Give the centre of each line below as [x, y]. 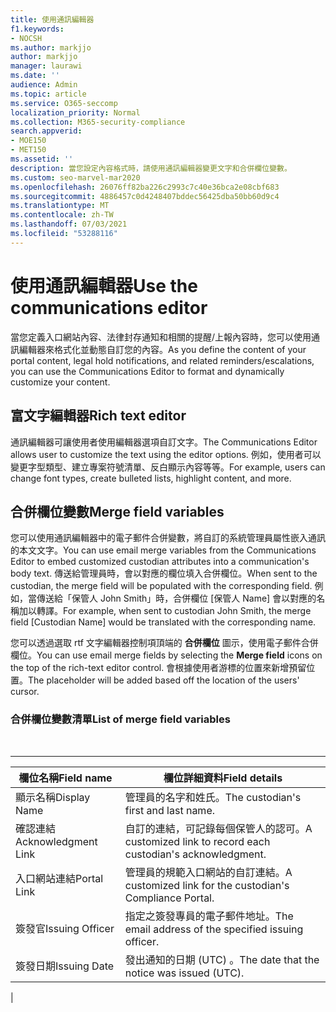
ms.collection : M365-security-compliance [98, 122]
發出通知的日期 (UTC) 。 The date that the [222, 959]
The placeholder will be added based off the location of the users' [164, 680]
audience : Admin [44, 85]
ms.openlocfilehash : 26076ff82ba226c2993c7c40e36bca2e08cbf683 [145, 187]
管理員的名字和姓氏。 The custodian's [213, 797]
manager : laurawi [46, 66]
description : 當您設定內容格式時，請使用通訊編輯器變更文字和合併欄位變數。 [151, 168]
